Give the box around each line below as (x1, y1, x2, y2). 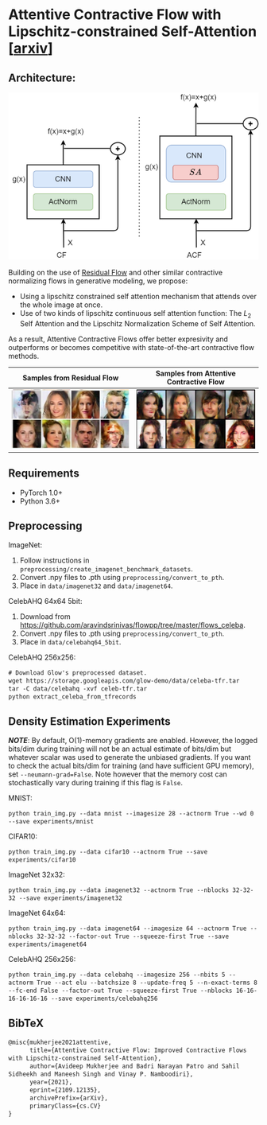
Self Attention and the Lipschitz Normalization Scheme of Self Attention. (19, 318, 256, 328)
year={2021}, (29, 1078, 73, 1087)
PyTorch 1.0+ (19, 488, 64, 497)
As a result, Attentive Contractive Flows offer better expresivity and (8, 334, 229, 344)
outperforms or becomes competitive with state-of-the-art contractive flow (8, 342, 254, 352)
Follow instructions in (19, 555, 90, 566)
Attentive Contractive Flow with (8, 6, 222, 24)
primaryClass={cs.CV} (29, 1102, 102, 1111)
